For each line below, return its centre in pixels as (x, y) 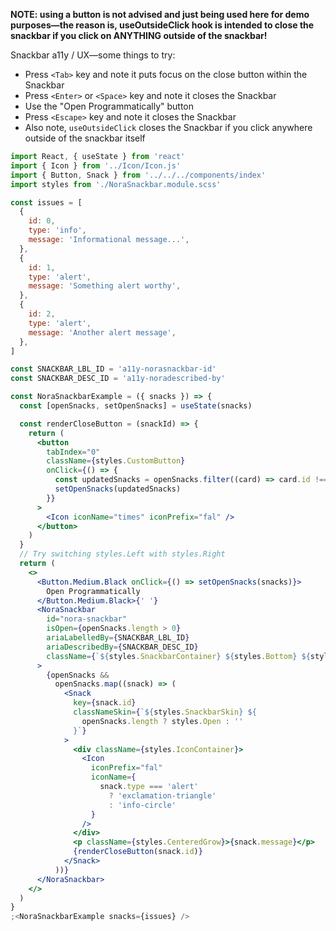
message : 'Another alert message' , (102, 332)
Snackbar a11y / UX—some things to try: (93, 55)
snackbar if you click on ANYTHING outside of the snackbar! (139, 35)
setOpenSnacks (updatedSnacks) (118, 489)
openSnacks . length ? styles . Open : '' (162, 721)
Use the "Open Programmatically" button (109, 106)
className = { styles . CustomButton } (116, 461)
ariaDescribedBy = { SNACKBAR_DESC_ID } (122, 647)
